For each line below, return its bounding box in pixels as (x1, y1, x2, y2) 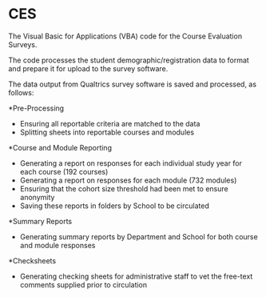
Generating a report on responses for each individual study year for (19, 158, 242, 168)
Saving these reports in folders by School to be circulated (19, 201, 209, 211)
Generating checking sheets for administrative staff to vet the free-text (19, 271, 253, 281)
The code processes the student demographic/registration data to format (8, 55, 249, 65)
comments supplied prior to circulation (19, 279, 148, 289)
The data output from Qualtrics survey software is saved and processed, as (8, 79, 257, 89)
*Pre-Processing (8, 103, 65, 113)
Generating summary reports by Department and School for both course (19, 231, 258, 241)
